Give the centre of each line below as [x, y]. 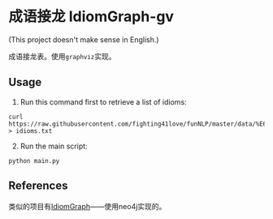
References [38, 186]
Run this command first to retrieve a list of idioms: [103, 101]
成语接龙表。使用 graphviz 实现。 [62, 56]
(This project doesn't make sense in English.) [84, 39]
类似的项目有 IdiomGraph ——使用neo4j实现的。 [87, 206]
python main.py [34, 161]
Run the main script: [54, 146]
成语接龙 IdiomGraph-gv [91, 17]
